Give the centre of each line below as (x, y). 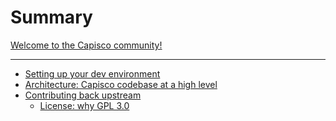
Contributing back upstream (83, 95)
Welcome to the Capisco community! (86, 45)
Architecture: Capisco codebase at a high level (121, 84)
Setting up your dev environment (92, 73)
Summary (51, 17)
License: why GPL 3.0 (84, 105)
